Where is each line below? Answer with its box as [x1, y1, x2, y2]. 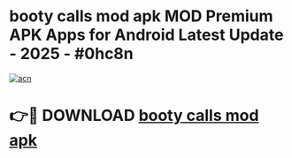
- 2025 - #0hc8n [9, 44, 134, 64]
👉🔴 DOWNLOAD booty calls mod [9, 106, 259, 125]
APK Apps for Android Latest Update [9, 25, 284, 45]
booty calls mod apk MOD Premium [9, 6, 273, 26]
